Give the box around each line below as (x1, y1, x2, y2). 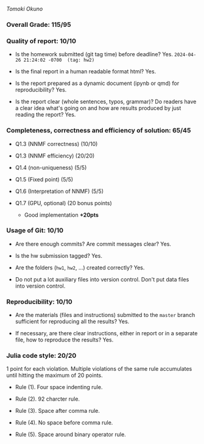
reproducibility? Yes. (15, 86, 67, 93)
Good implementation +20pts (24, 211, 99, 219)
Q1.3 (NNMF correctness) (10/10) (15, 140, 98, 147)
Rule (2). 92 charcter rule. (15, 395, 80, 402)
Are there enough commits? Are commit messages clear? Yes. (15, 240, 172, 247)
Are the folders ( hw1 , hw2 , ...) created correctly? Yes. (15, 264, 145, 271)
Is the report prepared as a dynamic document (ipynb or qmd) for (15, 79, 180, 87)
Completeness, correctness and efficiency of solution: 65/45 (6, 126, 191, 135)
